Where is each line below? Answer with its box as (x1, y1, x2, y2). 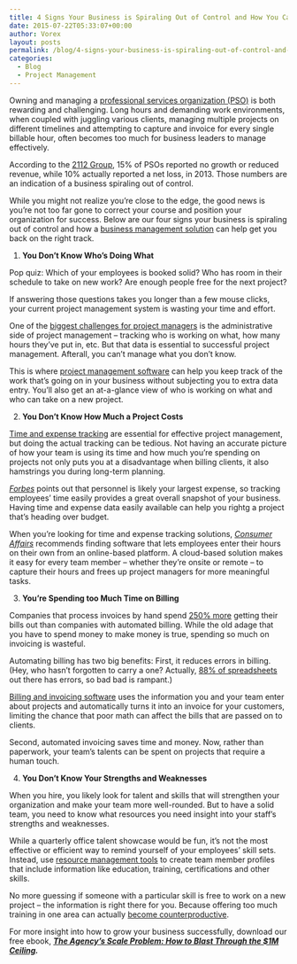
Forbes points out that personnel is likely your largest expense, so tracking (9, 483, 281, 494)
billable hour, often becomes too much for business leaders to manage (9, 132, 267, 143)
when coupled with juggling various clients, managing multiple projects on (9, 113, 280, 124)
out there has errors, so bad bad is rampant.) (9, 674, 173, 685)
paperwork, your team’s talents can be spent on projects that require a (9, 746, 265, 757)
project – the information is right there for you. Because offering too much (9, 899, 278, 910)
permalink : (9, 46, 49, 55)
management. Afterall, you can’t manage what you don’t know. (9, 348, 237, 359)
